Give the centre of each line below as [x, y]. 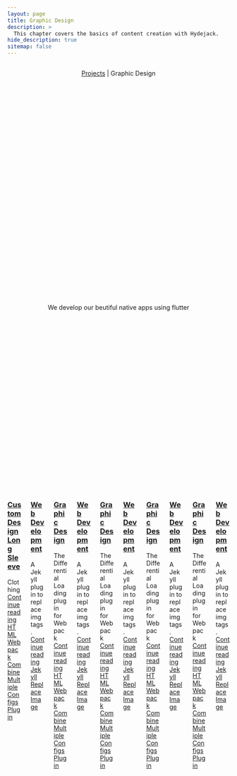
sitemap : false [30, 47]
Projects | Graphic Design [119, 73]
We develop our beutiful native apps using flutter [119, 308]
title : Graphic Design [41, 20]
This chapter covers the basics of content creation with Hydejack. [116, 34]
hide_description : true [42, 40]
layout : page [26, 14]
